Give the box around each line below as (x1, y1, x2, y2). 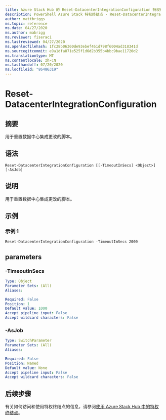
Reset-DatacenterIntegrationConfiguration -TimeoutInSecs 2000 (5, 239, 138, 245)
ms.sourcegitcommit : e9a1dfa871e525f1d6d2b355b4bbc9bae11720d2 (5, 48, 138, 53)
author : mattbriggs (5, 16, 45, 21)
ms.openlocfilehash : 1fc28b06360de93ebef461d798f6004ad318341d (5, 44, 138, 49)
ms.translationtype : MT (5, 53, 54, 58)
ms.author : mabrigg (5, 30, 45, 35)
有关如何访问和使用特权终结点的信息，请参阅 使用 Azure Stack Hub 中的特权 (5, 404, 159, 410)
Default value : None (5, 365, 48, 371)
